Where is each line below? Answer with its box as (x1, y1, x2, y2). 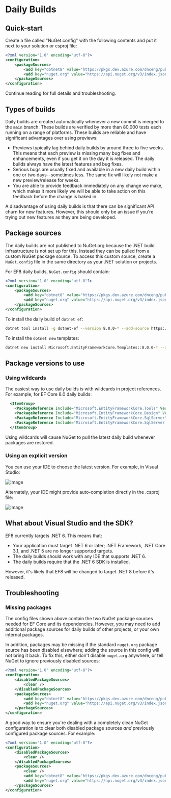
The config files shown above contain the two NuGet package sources (5, 616, 153, 622)
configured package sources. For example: (5, 730, 96, 737)
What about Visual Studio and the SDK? (5, 519, 133, 528)
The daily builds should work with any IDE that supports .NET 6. (12, 553, 147, 559)
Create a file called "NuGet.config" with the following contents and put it (5, 37, 157, 43)
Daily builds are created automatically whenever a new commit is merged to (5, 118, 164, 124)
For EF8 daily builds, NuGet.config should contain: (5, 269, 110, 275)
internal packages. (5, 632, 44, 638)
